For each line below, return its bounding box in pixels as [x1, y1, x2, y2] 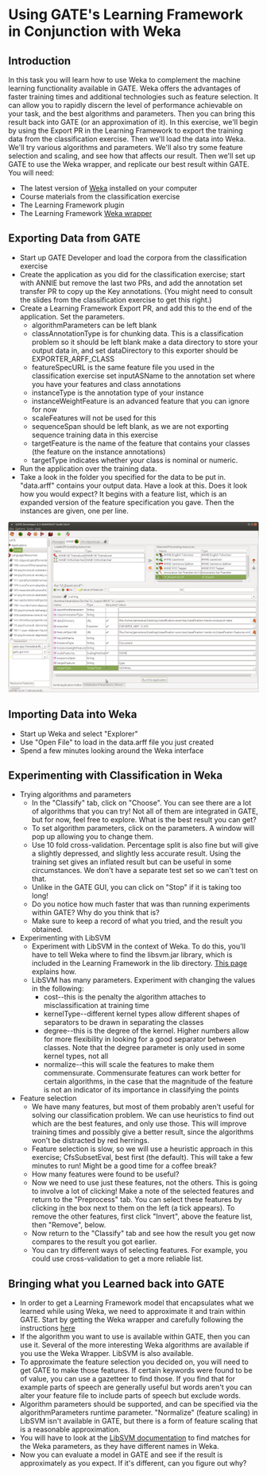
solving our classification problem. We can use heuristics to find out [31, 1111, 254, 1120]
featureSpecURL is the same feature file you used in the [31, 362, 215, 372]
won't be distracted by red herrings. [31, 1136, 149, 1146]
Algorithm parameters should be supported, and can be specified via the [19, 1400, 258, 1409]
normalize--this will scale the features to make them [43, 1060, 215, 1069]
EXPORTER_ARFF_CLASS [31, 354, 115, 363]
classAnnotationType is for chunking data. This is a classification [31, 328, 244, 338]
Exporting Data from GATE [8, 232, 141, 245]
